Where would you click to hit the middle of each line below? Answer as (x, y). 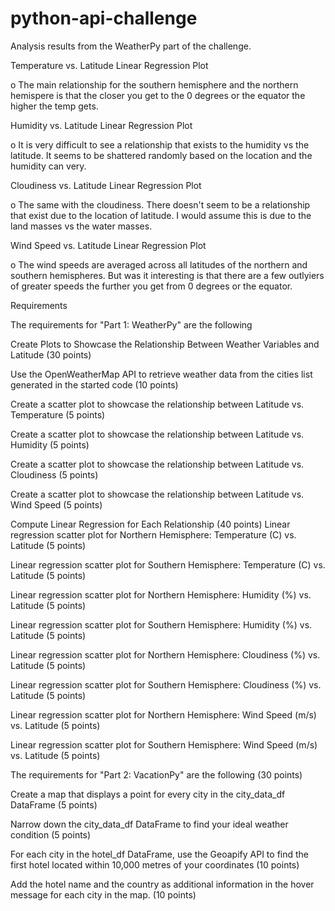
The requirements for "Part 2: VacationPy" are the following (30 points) (156, 774)
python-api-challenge (104, 18)
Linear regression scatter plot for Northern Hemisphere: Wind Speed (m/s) (163, 714)
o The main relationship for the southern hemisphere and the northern (154, 84)
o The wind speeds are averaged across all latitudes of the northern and (159, 264)
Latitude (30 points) (51, 354)
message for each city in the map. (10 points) (103, 894)
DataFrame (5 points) (54, 804)
